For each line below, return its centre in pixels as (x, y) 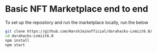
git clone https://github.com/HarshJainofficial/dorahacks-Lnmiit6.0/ (79, 31)
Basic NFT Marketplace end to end (77, 9)
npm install (17, 40)
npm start (15, 45)
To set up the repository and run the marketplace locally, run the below (77, 22)
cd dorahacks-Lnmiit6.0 (29, 36)
